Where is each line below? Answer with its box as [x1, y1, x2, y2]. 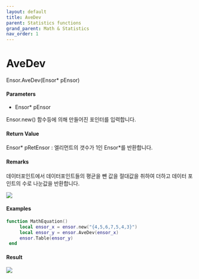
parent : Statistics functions [6, 20, 82, 26]
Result [6, 253, 23, 260]
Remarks [6, 158, 29, 165]
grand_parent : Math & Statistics [6, 25, 90, 32]
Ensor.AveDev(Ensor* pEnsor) [6, 77, 80, 84]
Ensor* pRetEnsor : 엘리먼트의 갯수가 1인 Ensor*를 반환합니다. [6, 144, 153, 151]
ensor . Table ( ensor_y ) [19, 235, 74, 241]
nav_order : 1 [6, 31, 39, 37]
